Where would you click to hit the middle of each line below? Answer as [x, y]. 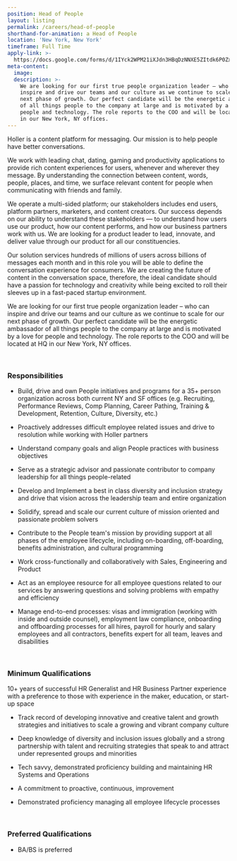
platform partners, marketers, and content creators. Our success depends [115, 211]
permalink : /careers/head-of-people [61, 27]
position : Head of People [45, 14]
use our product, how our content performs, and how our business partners [117, 226]
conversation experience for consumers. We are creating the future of [109, 270]
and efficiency [38, 598]
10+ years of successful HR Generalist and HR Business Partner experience [117, 689]
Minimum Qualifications [49, 673]
